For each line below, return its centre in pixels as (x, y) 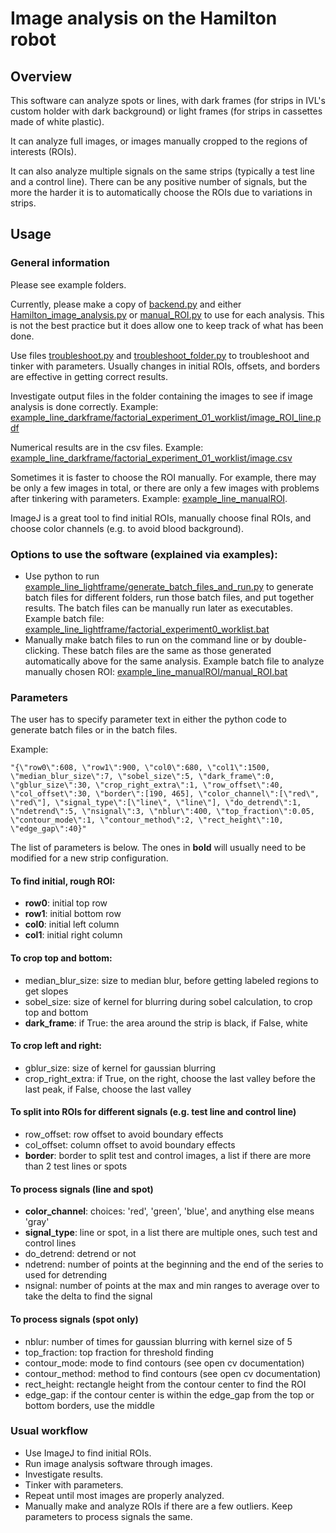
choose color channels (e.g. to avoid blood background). (127, 528)
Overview (41, 76)
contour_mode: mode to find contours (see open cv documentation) (164, 1363)
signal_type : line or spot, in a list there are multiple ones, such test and (171, 1233)
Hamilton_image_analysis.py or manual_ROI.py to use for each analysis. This (167, 314)
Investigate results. (64, 1474)
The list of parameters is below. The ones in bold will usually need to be (158, 848)
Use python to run (62, 576)
